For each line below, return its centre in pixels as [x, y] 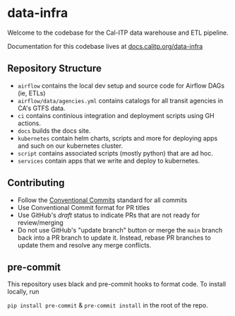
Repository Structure [55, 69]
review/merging [40, 222]
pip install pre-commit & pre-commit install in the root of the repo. [108, 305]
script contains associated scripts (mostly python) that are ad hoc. [115, 153]
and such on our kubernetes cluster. [70, 146]
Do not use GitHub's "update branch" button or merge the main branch [120, 230]
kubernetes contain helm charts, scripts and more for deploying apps [117, 138]
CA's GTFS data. [41, 108]
